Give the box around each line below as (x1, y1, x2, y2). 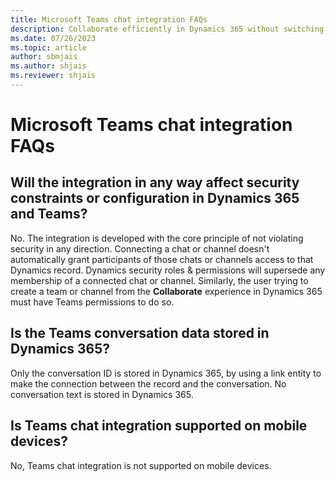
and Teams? (10, 206, 88, 223)
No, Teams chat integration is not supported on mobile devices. (10, 459, 272, 471)
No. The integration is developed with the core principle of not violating (10, 232, 304, 244)
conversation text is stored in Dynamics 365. (10, 388, 194, 400)
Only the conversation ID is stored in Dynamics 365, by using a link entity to (10, 367, 322, 379)
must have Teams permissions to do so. (10, 296, 175, 308)
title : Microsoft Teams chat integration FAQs (10, 14, 208, 25)
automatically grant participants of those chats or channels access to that (10, 253, 314, 265)
